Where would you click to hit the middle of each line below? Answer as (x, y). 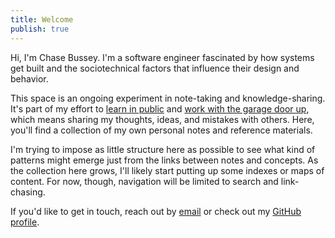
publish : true (40, 29)
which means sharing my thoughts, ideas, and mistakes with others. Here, (162, 119)
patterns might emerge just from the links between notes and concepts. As (164, 160)
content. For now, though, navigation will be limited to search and (144, 181)
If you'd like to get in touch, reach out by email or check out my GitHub (156, 211)
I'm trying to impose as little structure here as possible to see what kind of (163, 149)
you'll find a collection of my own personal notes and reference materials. (161, 130)
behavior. (29, 78)
